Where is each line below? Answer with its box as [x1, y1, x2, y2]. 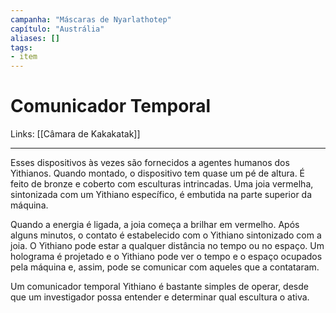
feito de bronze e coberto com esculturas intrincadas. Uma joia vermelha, [10, 178, 314, 190]
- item [10, 52, 38, 62]
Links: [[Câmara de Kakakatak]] [10, 128, 141, 140]
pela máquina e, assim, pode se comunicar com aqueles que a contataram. [10, 261, 320, 273]
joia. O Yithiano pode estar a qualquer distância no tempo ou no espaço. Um [10, 240, 325, 252]
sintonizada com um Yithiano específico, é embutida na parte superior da [10, 189, 313, 201]
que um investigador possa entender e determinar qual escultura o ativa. [10, 291, 310, 303]
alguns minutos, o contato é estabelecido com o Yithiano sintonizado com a [10, 229, 322, 241]
